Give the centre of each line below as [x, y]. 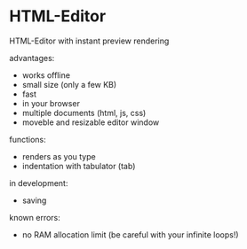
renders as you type [59, 156]
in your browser [51, 103]
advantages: [32, 58]
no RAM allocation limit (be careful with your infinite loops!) [130, 234]
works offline [46, 75]
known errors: [35, 217]
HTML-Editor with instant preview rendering [89, 41]
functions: [28, 139]
